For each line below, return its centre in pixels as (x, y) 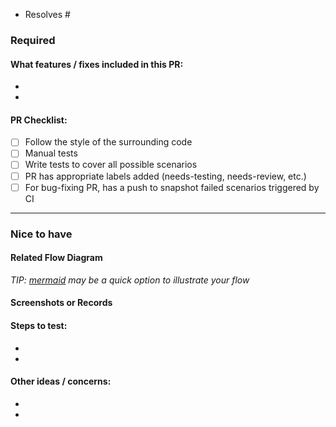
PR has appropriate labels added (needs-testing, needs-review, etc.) (165, 176)
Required (33, 40)
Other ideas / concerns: (61, 381)
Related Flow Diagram (56, 258)
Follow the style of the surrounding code (108, 142)
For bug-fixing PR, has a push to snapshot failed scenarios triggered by (172, 187)
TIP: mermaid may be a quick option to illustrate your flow (130, 280)
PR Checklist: (39, 120)
